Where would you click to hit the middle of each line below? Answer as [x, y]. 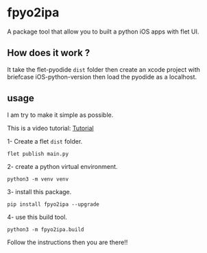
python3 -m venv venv [38, 179]
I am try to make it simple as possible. [60, 115]
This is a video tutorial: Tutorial [50, 128]
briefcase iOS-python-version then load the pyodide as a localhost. [102, 77]
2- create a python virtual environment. [62, 166]
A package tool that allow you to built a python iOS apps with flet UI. [103, 31]
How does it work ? [49, 53]
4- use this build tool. [37, 217]
